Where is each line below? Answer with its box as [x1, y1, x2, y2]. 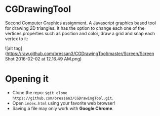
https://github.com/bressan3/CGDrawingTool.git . [12, 95, 114, 101]
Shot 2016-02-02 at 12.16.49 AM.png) [5, 56, 82, 61]
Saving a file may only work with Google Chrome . [12, 105, 114, 111]
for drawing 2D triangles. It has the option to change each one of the [5, 25, 145, 31]
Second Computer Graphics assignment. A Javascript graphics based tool [5, 20, 156, 26]
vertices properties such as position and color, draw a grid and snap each [5, 30, 155, 36]
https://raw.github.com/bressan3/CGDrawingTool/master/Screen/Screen [6, 51, 155, 57]
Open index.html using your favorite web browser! [12, 100, 116, 106]
